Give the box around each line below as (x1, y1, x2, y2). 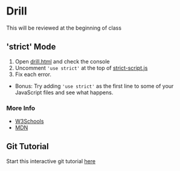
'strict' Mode (6, 42, 56, 52)
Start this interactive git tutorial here (6, 157, 95, 164)
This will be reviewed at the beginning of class (6, 24, 122, 31)
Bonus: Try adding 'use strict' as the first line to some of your (14, 82, 174, 89)
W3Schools (14, 118, 44, 125)
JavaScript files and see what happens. (14, 89, 114, 96)
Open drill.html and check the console (14, 57, 110, 65)
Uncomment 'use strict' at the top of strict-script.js (14, 64, 148, 71)
